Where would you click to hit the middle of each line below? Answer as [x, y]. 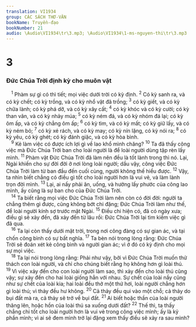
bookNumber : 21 [25, 28]
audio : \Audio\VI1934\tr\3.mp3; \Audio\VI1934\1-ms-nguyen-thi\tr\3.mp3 [97, 33]
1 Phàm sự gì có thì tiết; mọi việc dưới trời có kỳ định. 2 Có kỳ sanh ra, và [98, 94]
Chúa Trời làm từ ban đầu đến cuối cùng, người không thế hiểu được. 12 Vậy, [97, 170]
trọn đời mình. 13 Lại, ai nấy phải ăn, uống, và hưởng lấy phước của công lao [97, 184]
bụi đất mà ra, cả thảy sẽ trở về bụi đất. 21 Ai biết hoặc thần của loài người [94, 298]
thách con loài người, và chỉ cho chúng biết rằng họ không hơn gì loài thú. [94, 264]
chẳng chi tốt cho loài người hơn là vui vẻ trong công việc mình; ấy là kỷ [92, 312]
